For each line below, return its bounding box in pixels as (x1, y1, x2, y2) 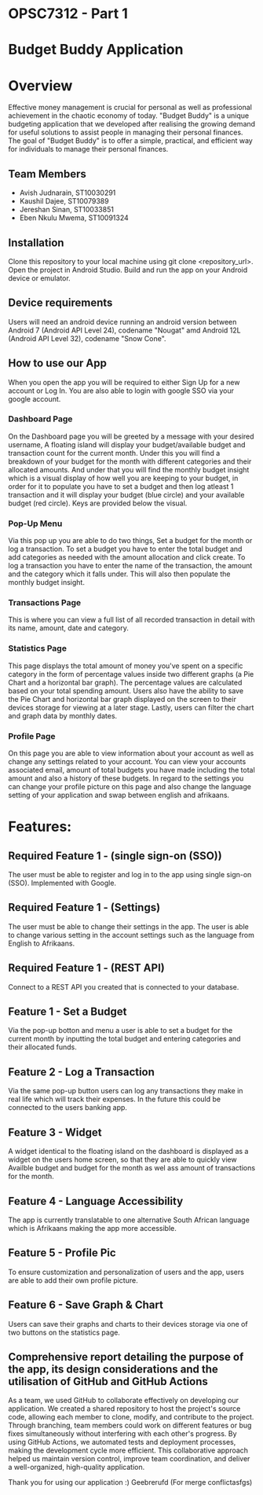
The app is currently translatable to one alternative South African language (8, 1215, 250, 1225)
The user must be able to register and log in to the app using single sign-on (8, 870, 252, 880)
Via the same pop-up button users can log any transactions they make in (8, 1086, 243, 1096)
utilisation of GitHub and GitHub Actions (8, 1375, 208, 1388)
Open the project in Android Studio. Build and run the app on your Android (8, 265, 248, 274)
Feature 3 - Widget (8, 1126, 102, 1139)
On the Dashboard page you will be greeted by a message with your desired (8, 432, 254, 441)
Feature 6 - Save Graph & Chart (8, 1298, 163, 1312)
